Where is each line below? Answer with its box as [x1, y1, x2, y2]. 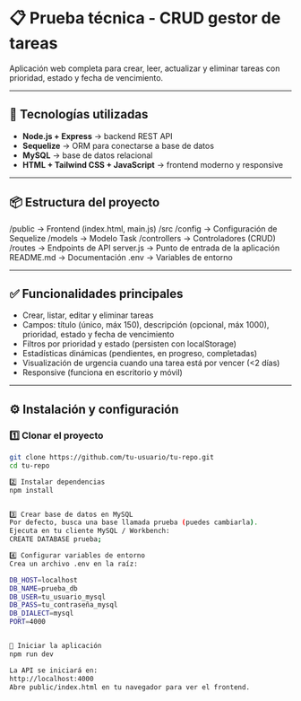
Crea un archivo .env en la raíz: [9, 559, 139, 568]
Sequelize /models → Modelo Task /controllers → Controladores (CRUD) [9, 232, 276, 243]
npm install [9, 486, 54, 495]
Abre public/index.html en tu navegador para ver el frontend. [9, 682, 251, 692]
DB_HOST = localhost [9, 575, 78, 584]
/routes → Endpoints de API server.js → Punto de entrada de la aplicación [9, 242, 280, 253]
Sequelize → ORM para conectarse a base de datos [21, 140, 215, 151]
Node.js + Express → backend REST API [21, 130, 173, 141]
